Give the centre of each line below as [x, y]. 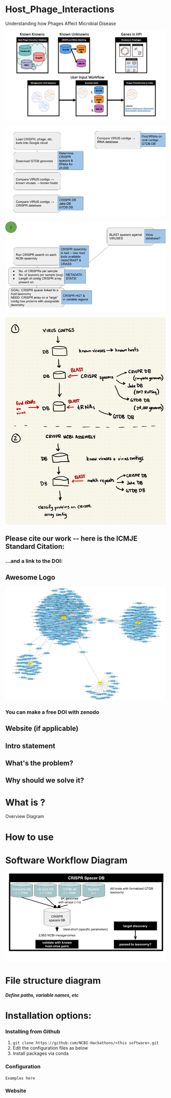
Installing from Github [33, 1031]
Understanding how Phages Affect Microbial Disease [61, 23]
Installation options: [48, 1015]
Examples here [20, 1078]
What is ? [25, 802]
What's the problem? [39, 763]
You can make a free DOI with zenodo [52, 712]
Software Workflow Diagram [66, 860]
